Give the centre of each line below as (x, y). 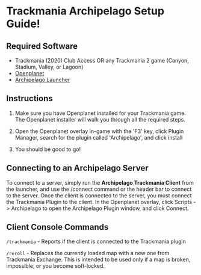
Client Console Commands (57, 227)
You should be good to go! (48, 149)
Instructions (29, 98)
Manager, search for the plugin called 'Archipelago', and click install (99, 137)
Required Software (42, 46)
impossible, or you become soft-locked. (56, 266)
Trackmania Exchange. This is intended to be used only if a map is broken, (98, 259)
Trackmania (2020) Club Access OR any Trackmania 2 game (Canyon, (102, 60)
